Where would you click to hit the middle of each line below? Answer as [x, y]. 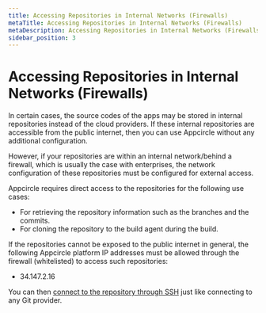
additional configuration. [48, 141]
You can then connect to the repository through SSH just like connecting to [131, 292]
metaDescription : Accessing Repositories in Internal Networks [115, 30]
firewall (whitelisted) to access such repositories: [88, 261]
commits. [34, 221]
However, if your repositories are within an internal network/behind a [120, 156]
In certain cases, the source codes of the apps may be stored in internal [125, 116]
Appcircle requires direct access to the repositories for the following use [126, 189]
